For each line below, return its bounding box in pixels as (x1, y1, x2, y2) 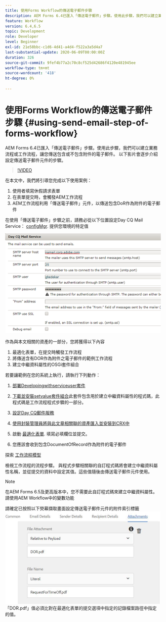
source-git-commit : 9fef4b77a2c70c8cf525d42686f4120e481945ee (5, 60, 136, 65)
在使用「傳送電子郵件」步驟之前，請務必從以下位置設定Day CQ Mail (5, 217, 143, 223)
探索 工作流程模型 (5, 452, 41, 458)
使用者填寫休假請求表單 (12, 188, 60, 194)
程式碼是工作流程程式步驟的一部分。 (12, 399, 86, 406)
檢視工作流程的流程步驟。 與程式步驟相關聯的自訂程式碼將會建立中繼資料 (5, 463, 154, 468)
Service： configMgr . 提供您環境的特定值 (5, 223, 89, 229)
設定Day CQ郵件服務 (12, 410, 54, 416)
